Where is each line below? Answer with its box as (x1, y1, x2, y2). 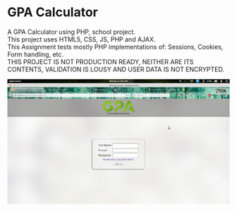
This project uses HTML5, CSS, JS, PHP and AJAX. (7, 35, 156, 43)
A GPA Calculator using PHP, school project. (7, 28, 136, 36)
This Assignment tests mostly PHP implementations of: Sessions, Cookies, (7, 42, 224, 51)
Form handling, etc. (7, 50, 64, 59)
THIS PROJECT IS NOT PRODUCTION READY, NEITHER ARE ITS (7, 57, 194, 66)
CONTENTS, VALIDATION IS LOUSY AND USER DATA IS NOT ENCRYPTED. (7, 65, 224, 73)
